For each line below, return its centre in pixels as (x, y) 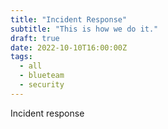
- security (42, 85)
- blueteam (42, 76)
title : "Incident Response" (69, 19)
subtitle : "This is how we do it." (84, 29)
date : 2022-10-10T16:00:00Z (69, 47)
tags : (21, 57)
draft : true (35, 38)
